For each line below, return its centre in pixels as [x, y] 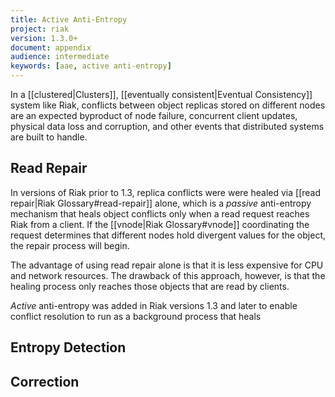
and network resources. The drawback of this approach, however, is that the [168, 275]
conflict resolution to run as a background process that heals [136, 316]
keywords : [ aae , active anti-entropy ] [91, 66]
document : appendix [51, 47]
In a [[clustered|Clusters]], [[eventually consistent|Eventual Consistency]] [161, 94]
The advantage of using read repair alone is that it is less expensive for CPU [167, 265]
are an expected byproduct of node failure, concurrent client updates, [154, 115]
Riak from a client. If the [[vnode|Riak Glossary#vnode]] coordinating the [160, 224]
